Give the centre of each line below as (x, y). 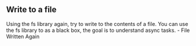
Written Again (23, 36)
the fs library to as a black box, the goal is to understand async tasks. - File (98, 30)
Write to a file (31, 10)
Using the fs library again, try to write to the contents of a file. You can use (97, 24)
